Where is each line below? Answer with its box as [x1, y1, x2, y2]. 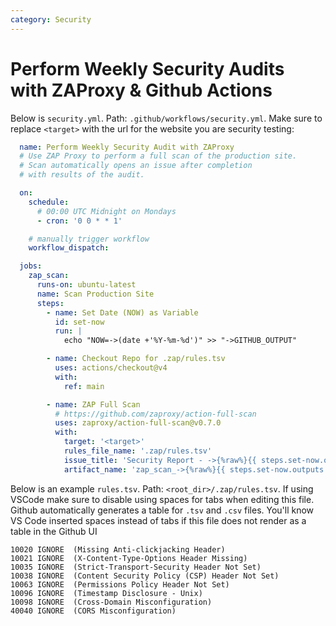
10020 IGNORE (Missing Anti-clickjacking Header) [10, 544, 226, 555]
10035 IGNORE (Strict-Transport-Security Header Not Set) [10, 562, 262, 572]
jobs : [19, 261, 43, 271]
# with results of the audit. [19, 170, 145, 180]
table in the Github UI [10, 525, 98, 537]
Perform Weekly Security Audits [10, 57, 285, 80]
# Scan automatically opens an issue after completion [19, 161, 253, 171]
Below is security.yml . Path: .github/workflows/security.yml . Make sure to [10, 112, 323, 124]
